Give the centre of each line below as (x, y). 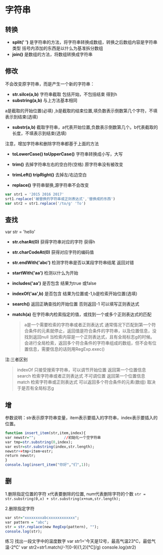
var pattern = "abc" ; (27, 522)
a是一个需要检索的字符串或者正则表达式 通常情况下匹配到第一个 (88, 325)
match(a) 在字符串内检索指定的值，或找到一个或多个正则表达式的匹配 (82, 315)
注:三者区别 (17, 359)
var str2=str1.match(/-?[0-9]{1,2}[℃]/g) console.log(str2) (79, 547)
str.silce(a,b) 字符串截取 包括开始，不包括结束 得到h (65, 94)
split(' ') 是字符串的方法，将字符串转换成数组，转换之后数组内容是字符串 (85, 42)
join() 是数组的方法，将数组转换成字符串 (52, 54)
